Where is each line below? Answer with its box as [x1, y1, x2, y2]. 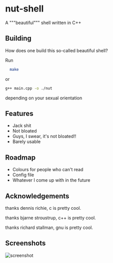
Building [5, 34, 31, 43]
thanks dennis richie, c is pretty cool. [5, 205, 81, 211]
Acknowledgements [5, 192, 69, 200]
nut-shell [5, 3, 44, 15]
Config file [12, 172, 34, 178]
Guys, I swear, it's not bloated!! [12, 134, 76, 140]
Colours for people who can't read [12, 167, 83, 173]
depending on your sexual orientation [5, 95, 82, 101]
